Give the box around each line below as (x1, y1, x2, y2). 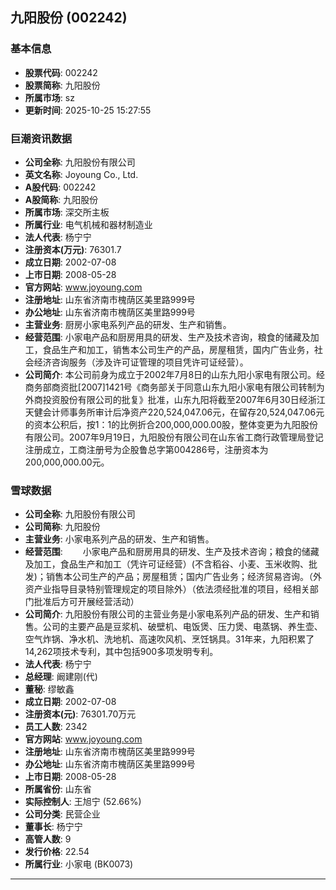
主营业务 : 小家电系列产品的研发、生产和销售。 (24, 533, 215, 545)
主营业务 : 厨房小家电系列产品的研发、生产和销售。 (24, 318, 232, 330)
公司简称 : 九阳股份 (24, 521, 101, 533)
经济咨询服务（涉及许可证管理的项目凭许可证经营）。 (33, 356, 249, 368)
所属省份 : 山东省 (24, 783, 92, 795)
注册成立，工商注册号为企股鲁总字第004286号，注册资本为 (24, 443, 269, 455)
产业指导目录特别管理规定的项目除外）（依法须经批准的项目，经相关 (33, 583, 310, 595)
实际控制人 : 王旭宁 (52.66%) (24, 796, 142, 808)
